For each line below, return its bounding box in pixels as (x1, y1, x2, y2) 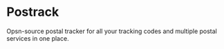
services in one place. (6, 34, 70, 42)
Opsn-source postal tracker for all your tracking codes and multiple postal (6, 27, 217, 35)
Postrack (6, 4, 59, 20)
